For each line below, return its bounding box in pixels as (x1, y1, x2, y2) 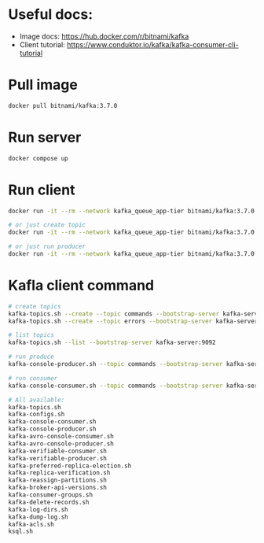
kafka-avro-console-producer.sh (8, 439, 114, 448)
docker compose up (8, 154, 68, 162)
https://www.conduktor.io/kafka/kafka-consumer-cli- (66, 39, 239, 49)
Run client (8, 181, 75, 198)
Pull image (8, 76, 79, 94)
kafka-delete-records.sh (8, 498, 90, 506)
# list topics (8, 331, 55, 339)
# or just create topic (8, 221, 86, 229)
